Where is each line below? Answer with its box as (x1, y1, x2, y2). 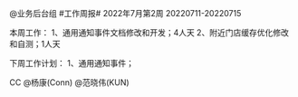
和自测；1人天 (9, 39, 61, 49)
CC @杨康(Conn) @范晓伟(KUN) (9, 77, 130, 88)
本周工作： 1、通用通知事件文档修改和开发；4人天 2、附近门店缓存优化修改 (9, 27, 290, 38)
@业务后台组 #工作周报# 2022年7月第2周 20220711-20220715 (9, 8, 242, 18)
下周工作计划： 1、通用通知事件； (9, 58, 134, 68)
